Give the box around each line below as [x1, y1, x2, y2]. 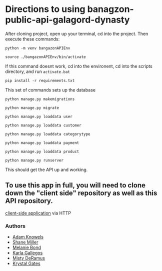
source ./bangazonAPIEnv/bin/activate [5, 54, 86, 59]
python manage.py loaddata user [5, 114, 72, 119]
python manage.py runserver [5, 157, 64, 163]
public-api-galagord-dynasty [5, 14, 130, 25]
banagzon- [87, 3, 134, 15]
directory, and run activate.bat [5, 68, 70, 74]
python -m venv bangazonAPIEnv [5, 45, 70, 50]
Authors [5, 222, 26, 229]
